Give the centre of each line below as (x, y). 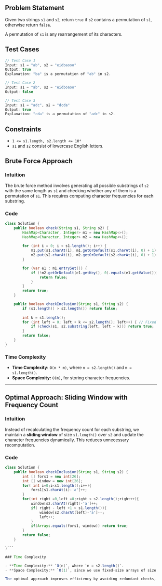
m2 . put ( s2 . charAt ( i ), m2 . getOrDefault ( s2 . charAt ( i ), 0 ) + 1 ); (94, 255)
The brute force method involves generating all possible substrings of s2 (77, 185)
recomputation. (20, 445)
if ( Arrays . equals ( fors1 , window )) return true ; (80, 526)
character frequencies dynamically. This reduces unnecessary (67, 440)
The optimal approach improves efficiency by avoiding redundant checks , (81, 579)
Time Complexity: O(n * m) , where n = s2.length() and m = (72, 368)
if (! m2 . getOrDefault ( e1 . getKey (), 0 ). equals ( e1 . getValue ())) (94, 273)
